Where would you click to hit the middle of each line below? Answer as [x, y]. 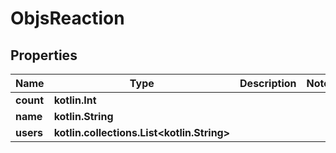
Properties [44, 55]
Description [268, 83]
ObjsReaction [67, 18]
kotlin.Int [75, 100]
